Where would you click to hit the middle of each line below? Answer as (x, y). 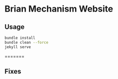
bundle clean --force (27, 42)
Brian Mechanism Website (59, 9)
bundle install (20, 38)
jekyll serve (18, 47)
